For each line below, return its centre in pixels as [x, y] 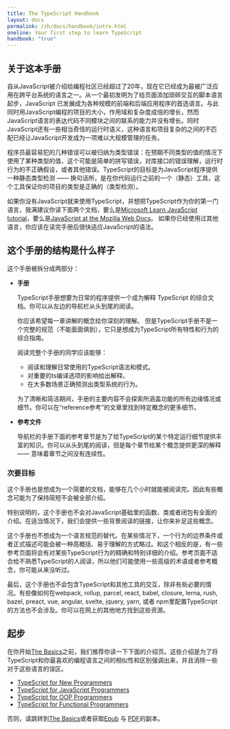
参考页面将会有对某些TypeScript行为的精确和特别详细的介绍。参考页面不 [110, 553]
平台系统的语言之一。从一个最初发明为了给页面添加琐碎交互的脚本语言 [124, 95]
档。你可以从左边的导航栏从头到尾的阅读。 [77, 306]
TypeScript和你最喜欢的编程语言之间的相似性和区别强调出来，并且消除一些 [112, 660]
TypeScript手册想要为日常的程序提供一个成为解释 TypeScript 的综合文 [115, 297]
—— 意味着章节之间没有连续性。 [63, 453]
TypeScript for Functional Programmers [73, 704]
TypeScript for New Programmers [65, 682]
